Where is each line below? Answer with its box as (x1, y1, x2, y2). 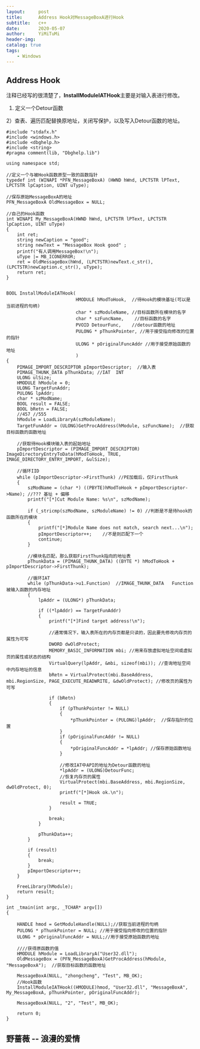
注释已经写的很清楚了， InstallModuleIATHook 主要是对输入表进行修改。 (6, 92, 183, 99)
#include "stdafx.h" (6, 129, 58, 135)
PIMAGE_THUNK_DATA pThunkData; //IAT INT (17, 370, 124, 376)
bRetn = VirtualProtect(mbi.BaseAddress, (48, 672, 153, 678)
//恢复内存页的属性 (59, 774, 101, 780)
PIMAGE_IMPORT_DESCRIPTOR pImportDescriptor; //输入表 (17, 364, 156, 370)
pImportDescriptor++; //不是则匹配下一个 (38, 531, 144, 538)
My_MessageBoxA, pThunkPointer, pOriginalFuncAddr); (6, 990, 140, 996)
